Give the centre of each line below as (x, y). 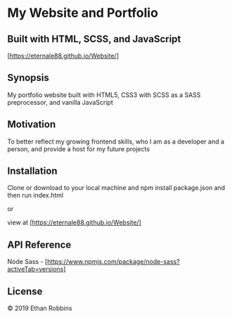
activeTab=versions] (37, 269)
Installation (32, 171)
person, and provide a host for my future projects (78, 148)
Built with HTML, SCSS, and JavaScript (94, 39)
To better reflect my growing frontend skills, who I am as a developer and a (116, 141)
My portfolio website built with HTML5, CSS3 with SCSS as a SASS (104, 95)
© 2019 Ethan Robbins (40, 308)
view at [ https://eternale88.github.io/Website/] (75, 222)
